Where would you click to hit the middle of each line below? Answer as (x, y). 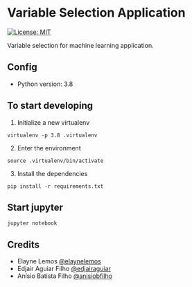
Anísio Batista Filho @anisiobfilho (65, 276)
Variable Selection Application (96, 13)
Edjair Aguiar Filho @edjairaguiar (64, 269)
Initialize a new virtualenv (53, 122)
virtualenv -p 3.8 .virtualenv (52, 135)
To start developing (50, 106)
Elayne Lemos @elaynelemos (59, 261)
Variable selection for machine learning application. (80, 45)
